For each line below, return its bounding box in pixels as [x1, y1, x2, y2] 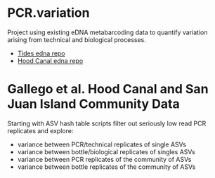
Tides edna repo [17, 49, 65, 57]
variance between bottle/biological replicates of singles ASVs [17, 147, 195, 156]
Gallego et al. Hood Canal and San [7, 81, 209, 97]
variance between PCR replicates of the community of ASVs [17, 155, 192, 163]
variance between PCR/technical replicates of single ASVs [17, 140, 187, 149]
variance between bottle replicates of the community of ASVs [17, 163, 196, 171]
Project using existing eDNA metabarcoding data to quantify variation [7, 28, 208, 36]
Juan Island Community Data [7, 96, 181, 112]
